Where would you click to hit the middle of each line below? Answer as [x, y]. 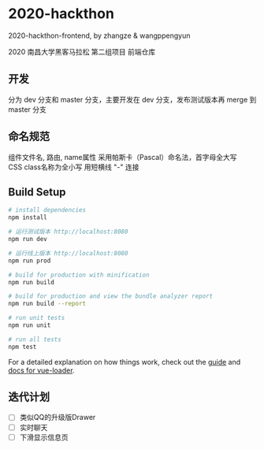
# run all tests [35, 340]
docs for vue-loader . [41, 370]
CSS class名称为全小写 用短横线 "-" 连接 [74, 167]
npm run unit [30, 325]
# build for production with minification [79, 275]
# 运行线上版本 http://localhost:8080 [68, 253]
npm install [28, 217]
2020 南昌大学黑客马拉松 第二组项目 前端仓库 [82, 51]
